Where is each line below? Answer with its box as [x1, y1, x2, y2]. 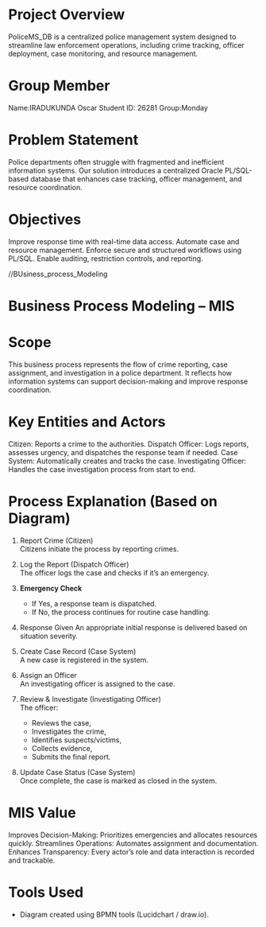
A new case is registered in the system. [19, 655, 149, 664]
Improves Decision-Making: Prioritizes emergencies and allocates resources [8, 830, 258, 839]
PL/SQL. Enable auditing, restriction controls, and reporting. [8, 253, 204, 263]
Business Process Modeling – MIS [8, 297, 235, 315]
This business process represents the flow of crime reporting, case [8, 360, 229, 369]
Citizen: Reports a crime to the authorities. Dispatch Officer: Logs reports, [8, 439, 249, 449]
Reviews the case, [31, 718, 91, 727]
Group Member [8, 77, 110, 95]
